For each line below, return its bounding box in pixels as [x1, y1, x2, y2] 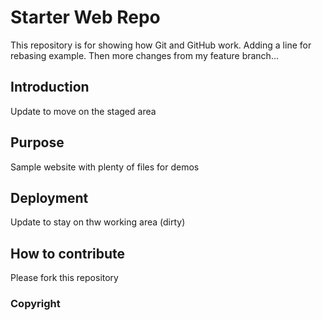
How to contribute [10, 245, 126, 262]
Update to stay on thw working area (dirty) [10, 216, 186, 228]
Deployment [10, 189, 89, 206]
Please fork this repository [10, 272, 119, 284]
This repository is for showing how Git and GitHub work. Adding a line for [10, 39, 312, 51]
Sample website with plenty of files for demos [10, 161, 200, 173]
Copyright [10, 297, 61, 311]
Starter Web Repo [10, 6, 161, 29]
